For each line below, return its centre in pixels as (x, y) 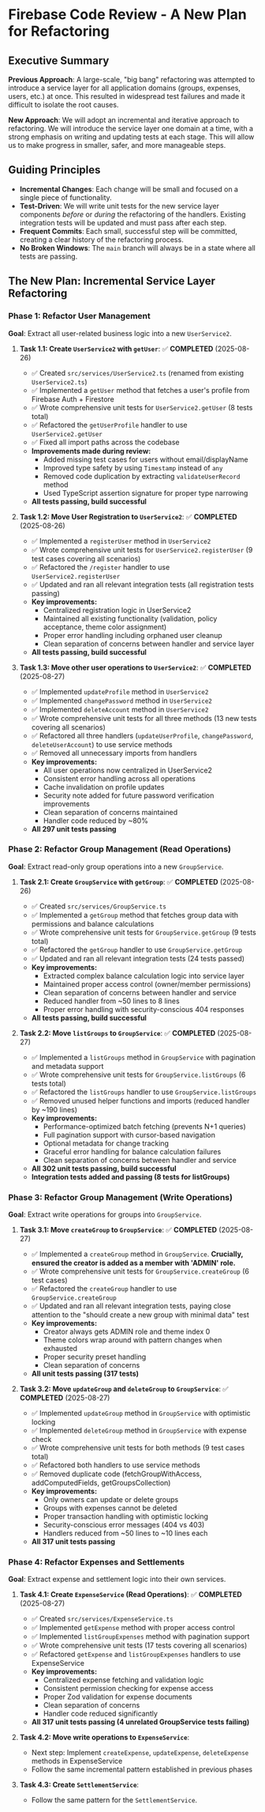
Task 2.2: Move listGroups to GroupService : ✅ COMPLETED (118, 1032)
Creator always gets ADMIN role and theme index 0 (127, 1332)
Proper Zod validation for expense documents (118, 1697)
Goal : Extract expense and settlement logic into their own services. (117, 1580)
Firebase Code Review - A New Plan (127, 15)
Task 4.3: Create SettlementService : (79, 1785)
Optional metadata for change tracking (106, 1143)
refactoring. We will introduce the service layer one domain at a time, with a (131, 128)
